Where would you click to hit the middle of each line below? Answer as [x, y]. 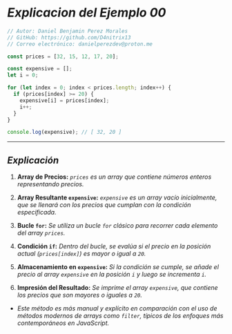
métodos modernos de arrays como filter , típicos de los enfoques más [120, 316]
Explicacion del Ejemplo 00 [87, 13]
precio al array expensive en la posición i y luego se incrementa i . [112, 275]
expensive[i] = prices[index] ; [65, 100]
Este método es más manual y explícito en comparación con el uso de [117, 308]
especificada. [37, 213]
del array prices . [41, 233]
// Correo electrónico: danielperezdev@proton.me [80, 44]
